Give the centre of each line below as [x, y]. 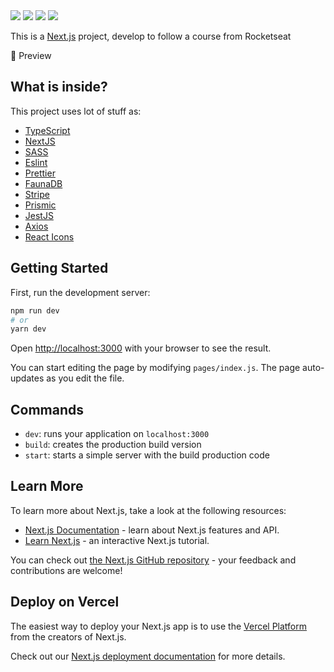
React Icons [49, 236]
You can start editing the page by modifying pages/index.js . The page [155, 368]
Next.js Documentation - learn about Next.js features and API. [152, 530]
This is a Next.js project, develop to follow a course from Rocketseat [151, 36]
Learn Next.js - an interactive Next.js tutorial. [117, 540]
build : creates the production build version [113, 445]
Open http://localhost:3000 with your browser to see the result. [141, 348]
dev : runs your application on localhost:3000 [117, 434]
